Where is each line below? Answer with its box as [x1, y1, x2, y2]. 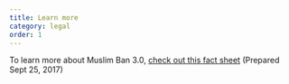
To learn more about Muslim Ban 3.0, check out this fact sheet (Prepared [9, 55, 280, 66]
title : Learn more [9, 13, 79, 23]
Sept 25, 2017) [9, 64, 63, 75]
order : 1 [9, 30, 42, 39]
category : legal [9, 22, 70, 31]
